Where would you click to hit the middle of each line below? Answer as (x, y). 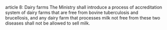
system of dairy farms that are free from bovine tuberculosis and (72, 12)
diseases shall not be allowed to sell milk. (47, 23)
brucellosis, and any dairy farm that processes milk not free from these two (83, 18)
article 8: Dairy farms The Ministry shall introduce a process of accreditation (84, 7)
